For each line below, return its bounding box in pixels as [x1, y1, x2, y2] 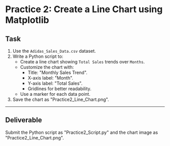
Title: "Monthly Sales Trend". [27, 69, 88, 76]
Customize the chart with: [20, 64, 74, 70]
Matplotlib [5, 14, 50, 26]
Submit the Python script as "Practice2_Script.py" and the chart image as [5, 129, 158, 135]
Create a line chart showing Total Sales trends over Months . [20, 59, 145, 64]
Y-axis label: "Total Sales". [27, 80, 82, 86]
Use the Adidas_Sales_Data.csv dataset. [12, 48, 96, 54]
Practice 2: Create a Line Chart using [5, 4, 163, 15]
